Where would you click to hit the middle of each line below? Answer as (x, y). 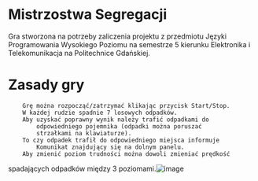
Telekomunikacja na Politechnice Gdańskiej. (79, 53)
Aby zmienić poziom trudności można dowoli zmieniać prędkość (126, 154)
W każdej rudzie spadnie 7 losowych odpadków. (100, 113)
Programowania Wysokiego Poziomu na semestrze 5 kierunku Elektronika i (129, 44)
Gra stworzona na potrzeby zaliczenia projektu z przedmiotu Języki (117, 36)
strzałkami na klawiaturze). (84, 133)
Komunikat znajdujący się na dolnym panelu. (111, 147)
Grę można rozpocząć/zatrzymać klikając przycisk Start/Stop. (126, 105)
